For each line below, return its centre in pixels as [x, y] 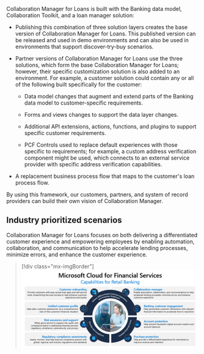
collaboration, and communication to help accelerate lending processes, [97, 248]
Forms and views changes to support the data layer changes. [101, 115]
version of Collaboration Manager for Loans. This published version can [105, 34]
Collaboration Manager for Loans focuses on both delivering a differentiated [102, 235]
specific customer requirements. [65, 133]
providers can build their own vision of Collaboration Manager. [85, 201]
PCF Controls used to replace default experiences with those [101, 145]
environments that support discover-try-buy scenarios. [84, 46]
